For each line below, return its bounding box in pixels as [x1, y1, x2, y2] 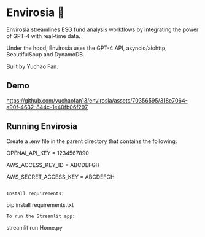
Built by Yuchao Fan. [6, 63, 58, 70]
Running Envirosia [6, 121, 78, 131]
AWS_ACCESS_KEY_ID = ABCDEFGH [6, 161, 100, 168]
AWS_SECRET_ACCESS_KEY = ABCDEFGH [6, 173, 115, 181]
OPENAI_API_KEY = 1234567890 [6, 149, 89, 157]
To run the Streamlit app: [6, 213, 75, 219]
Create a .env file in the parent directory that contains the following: [6, 138, 177, 145]
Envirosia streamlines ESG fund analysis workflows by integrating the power [6, 26, 199, 33]
